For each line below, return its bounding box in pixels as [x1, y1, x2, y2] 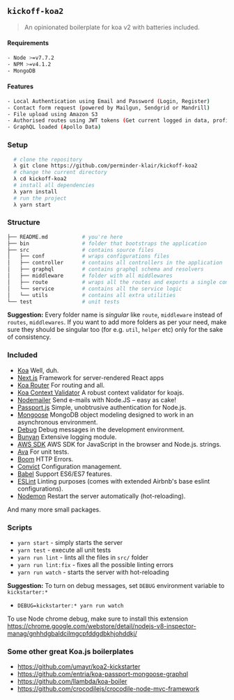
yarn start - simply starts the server [17, 539, 123, 547]
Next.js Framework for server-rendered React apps [17, 373, 164, 382]
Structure [7, 218, 40, 228]
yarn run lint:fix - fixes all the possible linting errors [17, 561, 174, 569]
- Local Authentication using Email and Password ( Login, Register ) [7, 97, 210, 104]
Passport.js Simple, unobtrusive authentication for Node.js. [17, 403, 187, 411]
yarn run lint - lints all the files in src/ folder [17, 553, 148, 562]
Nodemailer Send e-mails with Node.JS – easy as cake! [17, 395, 176, 404]
